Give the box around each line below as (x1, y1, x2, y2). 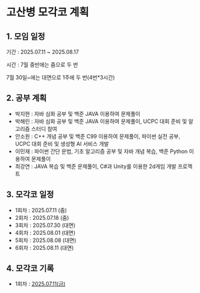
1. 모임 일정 (6, 31, 45, 41)
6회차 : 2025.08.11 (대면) (14, 244, 74, 251)
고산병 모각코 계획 (6, 5, 89, 19)
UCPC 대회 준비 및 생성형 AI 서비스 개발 (14, 140, 110, 147)
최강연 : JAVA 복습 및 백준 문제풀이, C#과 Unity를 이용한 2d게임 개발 (14, 163, 177, 170)
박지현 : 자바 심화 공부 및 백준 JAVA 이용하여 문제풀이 (14, 110, 140, 117)
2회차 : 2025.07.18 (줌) (14, 214, 69, 221)
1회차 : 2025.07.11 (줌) (14, 207, 67, 214)
